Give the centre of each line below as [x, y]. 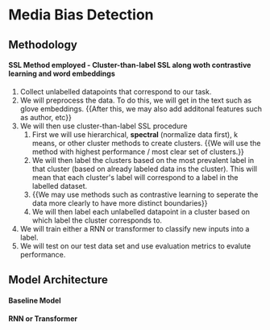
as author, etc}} [46, 117]
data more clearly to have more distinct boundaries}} [120, 203]
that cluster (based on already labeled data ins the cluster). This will [145, 169]
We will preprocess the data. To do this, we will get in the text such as [136, 100]
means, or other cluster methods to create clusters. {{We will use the [146, 143]
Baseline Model [35, 300]
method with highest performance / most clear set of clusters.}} [138, 152]
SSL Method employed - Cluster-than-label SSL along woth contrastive [130, 65]
